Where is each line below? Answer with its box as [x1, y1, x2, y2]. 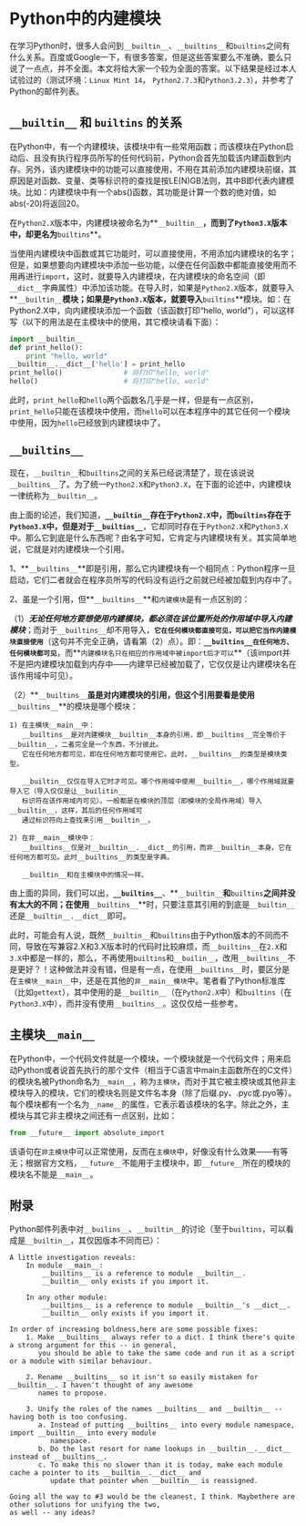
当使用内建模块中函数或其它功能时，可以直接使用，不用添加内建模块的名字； [9, 248, 297, 259]
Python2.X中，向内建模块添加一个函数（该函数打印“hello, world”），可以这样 [9, 304, 295, 315]
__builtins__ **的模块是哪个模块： [9, 701, 138, 712]
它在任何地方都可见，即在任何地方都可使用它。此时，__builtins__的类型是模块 [21, 749, 280, 759]
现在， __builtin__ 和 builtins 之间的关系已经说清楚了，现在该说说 [9, 466, 255, 478]
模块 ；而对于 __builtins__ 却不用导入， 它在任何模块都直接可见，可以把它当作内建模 [9, 624, 297, 635]
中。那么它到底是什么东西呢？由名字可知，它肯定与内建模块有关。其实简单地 [9, 532, 297, 543]
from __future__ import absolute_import [9, 1128, 166, 1137]
